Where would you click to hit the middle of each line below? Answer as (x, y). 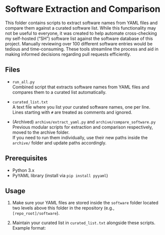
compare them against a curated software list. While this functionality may (81, 28)
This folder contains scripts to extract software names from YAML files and (82, 23)
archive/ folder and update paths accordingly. (59, 143)
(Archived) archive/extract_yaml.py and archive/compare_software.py (84, 121)
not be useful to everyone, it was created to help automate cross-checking (81, 33)
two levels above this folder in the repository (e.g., (63, 208)
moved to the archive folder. (41, 132)
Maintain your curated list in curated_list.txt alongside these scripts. (84, 223)
